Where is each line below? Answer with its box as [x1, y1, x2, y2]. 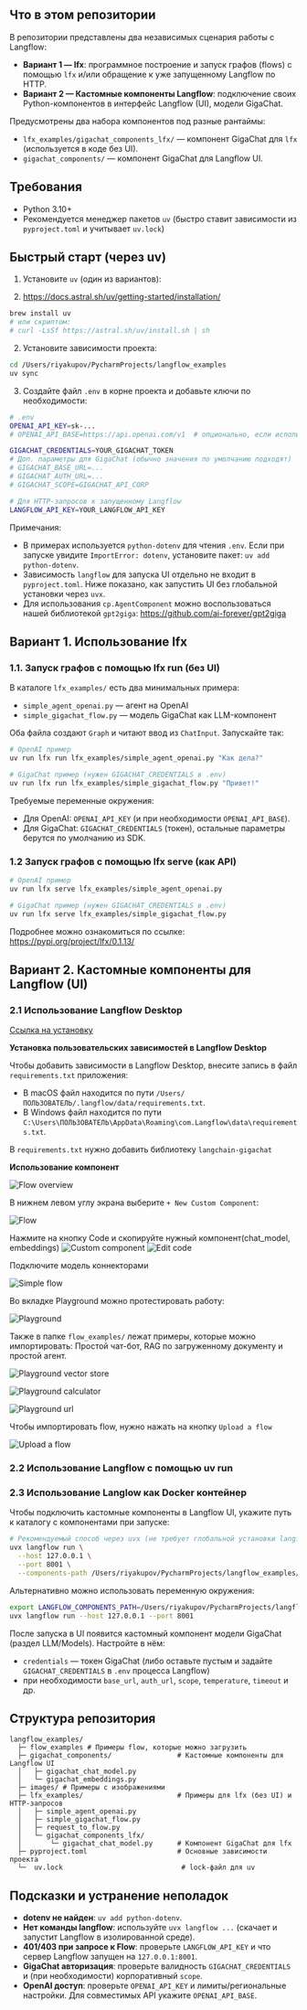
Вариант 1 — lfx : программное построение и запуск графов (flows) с [22, 59, 292, 69]
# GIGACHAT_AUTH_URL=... [9, 472, 104, 481]
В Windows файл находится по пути [22, 1107, 163, 1118]
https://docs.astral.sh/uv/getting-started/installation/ [22, 292, 221, 303]
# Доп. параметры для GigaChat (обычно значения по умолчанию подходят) [9, 454, 292, 465]
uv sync [9, 369, 39, 378]
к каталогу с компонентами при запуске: [9, 1517, 170, 1528]
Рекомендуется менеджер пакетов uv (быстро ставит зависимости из [22, 213, 297, 224]
